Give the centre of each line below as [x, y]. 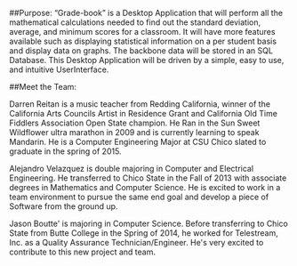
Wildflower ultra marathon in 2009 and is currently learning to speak [134, 132]
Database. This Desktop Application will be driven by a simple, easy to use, [147, 60]
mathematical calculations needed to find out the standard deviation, [135, 22]
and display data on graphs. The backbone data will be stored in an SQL [141, 51]
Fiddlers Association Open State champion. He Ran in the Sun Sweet [135, 123]
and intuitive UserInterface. [59, 69]
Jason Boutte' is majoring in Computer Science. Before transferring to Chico [149, 223]
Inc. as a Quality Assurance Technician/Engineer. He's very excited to [136, 242]
